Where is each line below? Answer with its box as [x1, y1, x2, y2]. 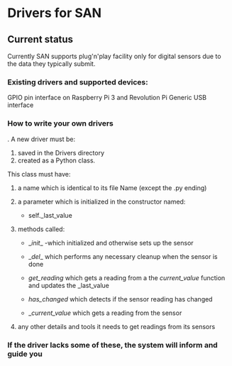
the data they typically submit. [7, 60, 96, 68]
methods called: [17, 225, 65, 233]
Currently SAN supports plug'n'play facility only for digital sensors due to [7, 52, 221, 60]
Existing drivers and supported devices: [7, 77, 148, 87]
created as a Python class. [17, 156, 96, 165]
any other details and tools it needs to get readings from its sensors [17, 322, 216, 331]
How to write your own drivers [7, 118, 114, 128]
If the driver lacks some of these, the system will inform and [7, 340, 218, 350]
